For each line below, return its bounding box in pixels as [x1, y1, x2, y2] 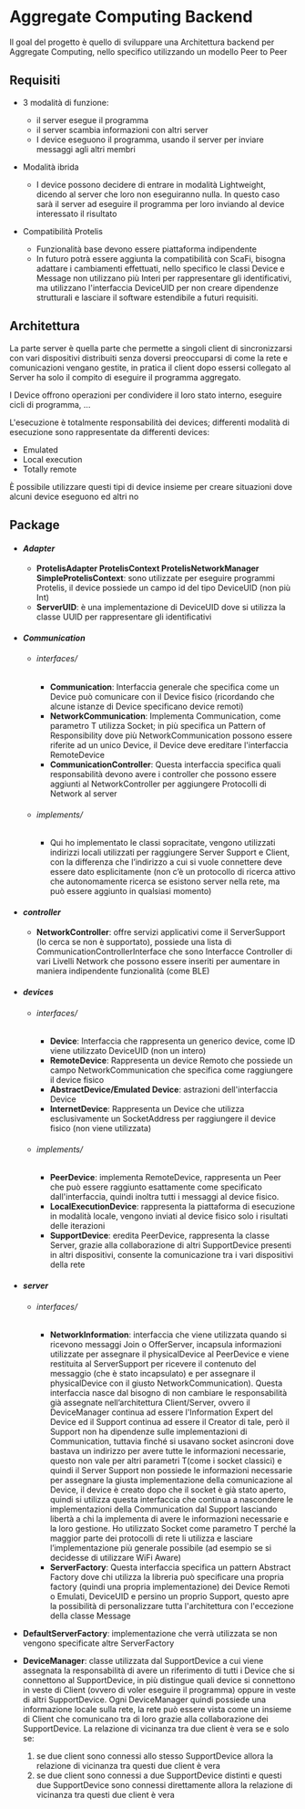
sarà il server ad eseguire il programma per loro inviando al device [36, 198, 285, 209]
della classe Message [49, 1610, 132, 1621]
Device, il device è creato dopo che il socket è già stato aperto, [49, 1484, 287, 1495]
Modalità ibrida [22, 161, 79, 172]
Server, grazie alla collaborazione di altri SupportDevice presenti [49, 1240, 292, 1251]
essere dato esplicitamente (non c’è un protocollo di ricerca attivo [49, 867, 296, 878]
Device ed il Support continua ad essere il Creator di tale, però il [49, 1417, 290, 1428]
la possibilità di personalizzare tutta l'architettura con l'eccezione [49, 1601, 294, 1612]
